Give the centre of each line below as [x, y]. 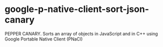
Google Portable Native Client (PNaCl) [44, 39]
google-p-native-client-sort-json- [77, 9]
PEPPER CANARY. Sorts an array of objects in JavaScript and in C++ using [81, 33]
